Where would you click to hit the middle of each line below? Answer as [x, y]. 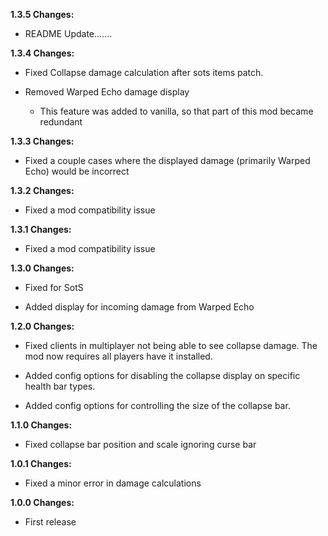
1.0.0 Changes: [42, 502]
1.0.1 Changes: [41, 463]
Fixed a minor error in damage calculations [113, 483]
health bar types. [60, 386]
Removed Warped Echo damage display [107, 92]
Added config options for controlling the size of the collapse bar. [157, 405]
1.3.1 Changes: [41, 229]
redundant [61, 122]
